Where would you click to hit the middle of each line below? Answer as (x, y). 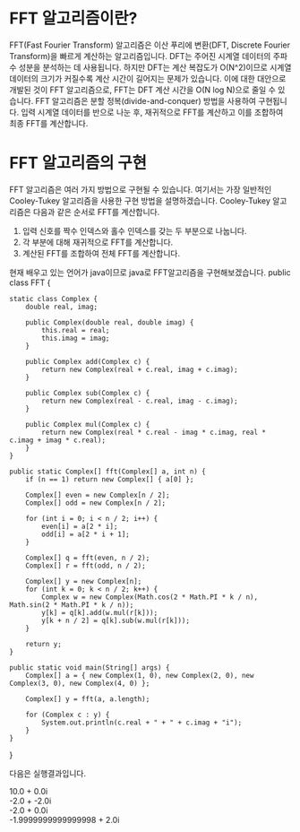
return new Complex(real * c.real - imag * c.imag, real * (154, 432)
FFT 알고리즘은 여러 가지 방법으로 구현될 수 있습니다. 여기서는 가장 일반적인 (141, 189)
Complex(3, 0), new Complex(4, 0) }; (80, 683)
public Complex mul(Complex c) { (88, 424)
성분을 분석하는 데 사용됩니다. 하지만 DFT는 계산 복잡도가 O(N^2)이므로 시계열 (155, 67)
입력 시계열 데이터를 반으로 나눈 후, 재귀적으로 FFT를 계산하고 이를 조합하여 (152, 112)
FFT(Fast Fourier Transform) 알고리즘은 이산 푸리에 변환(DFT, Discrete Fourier (150, 45)
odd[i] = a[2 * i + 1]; (86, 534)
